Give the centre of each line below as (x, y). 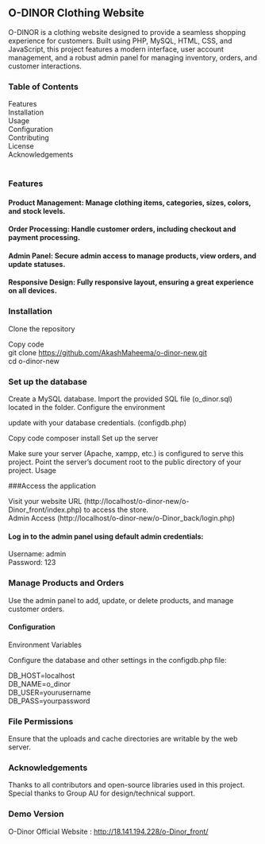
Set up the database (48, 381)
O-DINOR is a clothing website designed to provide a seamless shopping (127, 32)
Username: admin (37, 554)
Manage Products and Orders (66, 583)
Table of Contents (44, 87)
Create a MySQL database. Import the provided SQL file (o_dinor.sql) (120, 399)
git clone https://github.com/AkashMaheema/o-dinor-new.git (108, 352)
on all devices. (33, 291)
